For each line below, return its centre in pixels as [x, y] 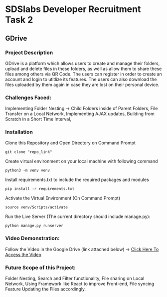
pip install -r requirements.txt [40, 189]
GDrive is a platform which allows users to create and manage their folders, [83, 63]
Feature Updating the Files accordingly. [46, 289]
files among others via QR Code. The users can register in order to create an [83, 74]
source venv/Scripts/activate [37, 207]
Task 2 [19, 20]
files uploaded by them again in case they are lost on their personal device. [82, 84]
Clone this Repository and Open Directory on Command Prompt [71, 143]
